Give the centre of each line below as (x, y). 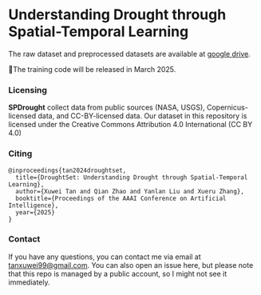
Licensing (28, 90)
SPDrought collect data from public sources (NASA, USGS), (107, 108)
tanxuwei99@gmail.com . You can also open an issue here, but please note (131, 265)
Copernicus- (227, 108)
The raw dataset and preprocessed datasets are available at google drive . (130, 54)
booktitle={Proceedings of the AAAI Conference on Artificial (121, 198)
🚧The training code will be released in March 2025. (92, 69)
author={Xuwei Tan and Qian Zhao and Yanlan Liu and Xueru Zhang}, (130, 191)
